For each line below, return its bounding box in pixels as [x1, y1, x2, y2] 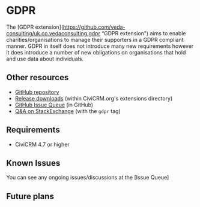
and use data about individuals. [6, 55, 84, 62]
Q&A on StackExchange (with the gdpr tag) [14, 107, 121, 114]
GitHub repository [14, 88, 59, 96]
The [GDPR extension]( [6, 23, 64, 31]
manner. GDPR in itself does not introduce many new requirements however [6, 42, 194, 50]
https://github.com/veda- [62, 23, 126, 31]
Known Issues [6, 158, 61, 168]
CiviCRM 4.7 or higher [14, 141, 70, 148]
